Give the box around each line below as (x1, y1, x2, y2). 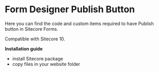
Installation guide (5, 45, 43, 52)
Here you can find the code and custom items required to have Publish (5, 20, 154, 27)
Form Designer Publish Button (5, 4, 135, 15)
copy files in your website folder (12, 61, 81, 67)
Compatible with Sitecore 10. (5, 36, 65, 42)
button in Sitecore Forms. (5, 26, 58, 32)
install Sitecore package (12, 55, 64, 62)
